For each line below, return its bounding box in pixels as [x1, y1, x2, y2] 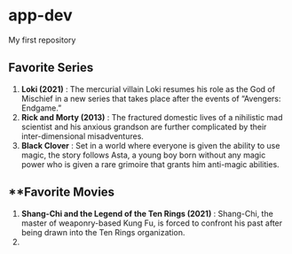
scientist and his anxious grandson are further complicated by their [20, 121, 267, 132]
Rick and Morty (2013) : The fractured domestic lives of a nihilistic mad [20, 112, 283, 122]
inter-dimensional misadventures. [20, 130, 144, 142]
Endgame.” [20, 103, 62, 113]
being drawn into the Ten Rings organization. [20, 227, 185, 237]
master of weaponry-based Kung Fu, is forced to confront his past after [20, 218, 283, 228]
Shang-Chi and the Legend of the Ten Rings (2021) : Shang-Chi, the [20, 208, 274, 219]
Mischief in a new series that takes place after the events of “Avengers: [20, 93, 281, 104]
